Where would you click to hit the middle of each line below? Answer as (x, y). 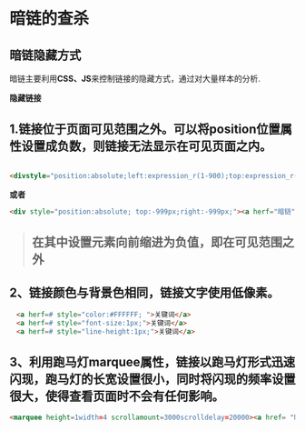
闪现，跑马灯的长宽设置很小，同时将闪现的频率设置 (152, 379)
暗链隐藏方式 (45, 55)
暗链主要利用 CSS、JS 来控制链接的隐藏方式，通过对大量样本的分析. (135, 79)
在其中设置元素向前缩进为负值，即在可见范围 (157, 242)
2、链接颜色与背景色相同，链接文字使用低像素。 (144, 293)
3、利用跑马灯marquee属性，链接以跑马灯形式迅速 (152, 361)
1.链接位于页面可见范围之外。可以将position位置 (145, 130)
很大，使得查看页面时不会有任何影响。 (117, 396)
